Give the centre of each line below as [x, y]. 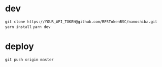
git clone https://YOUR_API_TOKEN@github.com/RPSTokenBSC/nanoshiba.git [81, 22]
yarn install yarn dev [28, 27]
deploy [20, 47]
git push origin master [30, 60]
